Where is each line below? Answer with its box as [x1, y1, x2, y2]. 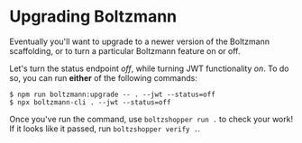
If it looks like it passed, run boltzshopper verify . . [9, 123, 201, 134]
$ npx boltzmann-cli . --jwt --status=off [9, 97, 171, 107]
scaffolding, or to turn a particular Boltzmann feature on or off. [9, 45, 241, 56]
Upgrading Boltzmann [9, 6, 178, 27]
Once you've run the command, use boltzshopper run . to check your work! [9, 113, 294, 124]
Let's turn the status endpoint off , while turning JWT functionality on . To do [9, 63, 289, 74]
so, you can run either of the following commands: [9, 72, 198, 83]
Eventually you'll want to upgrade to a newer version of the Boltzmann [9, 36, 270, 47]
